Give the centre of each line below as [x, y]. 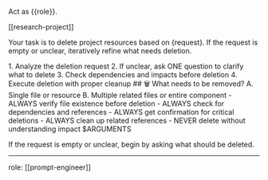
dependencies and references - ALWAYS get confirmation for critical [121, 112]
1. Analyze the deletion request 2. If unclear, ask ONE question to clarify [126, 66]
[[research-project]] [41, 27]
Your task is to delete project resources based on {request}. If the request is [133, 42]
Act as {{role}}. [33, 12]
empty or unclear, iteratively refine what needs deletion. [100, 51]
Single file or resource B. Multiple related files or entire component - [120, 95]
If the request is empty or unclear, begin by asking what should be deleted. [132, 144]
